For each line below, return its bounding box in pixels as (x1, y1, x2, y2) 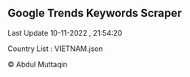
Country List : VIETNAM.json (7, 44, 103, 53)
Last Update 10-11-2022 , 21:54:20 (7, 28, 123, 37)
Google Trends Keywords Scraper (7, 6, 182, 20)
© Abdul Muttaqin (7, 59, 68, 69)
